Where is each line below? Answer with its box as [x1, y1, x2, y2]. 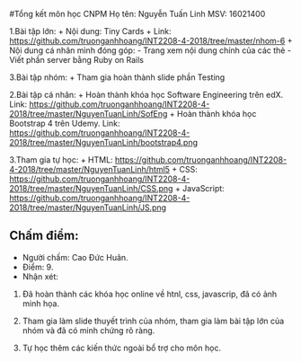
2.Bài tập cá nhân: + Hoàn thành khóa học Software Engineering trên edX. [9, 90, 284, 100]
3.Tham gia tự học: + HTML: [9, 155, 114, 165]
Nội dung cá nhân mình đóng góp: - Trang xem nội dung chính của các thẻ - [9, 45, 292, 56]
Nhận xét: [22, 270, 58, 282]
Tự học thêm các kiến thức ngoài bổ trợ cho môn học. [22, 342, 222, 353]
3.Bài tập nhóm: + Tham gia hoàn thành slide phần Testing [9, 72, 226, 83]
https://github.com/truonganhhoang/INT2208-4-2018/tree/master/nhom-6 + [9, 36, 293, 46]
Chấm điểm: [9, 228, 79, 243]
